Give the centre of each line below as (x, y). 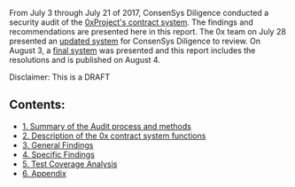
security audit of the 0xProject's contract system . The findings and (132, 22)
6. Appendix (44, 173)
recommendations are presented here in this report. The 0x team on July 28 (147, 31)
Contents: (37, 105)
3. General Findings (58, 144)
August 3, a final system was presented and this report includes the (132, 51)
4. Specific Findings (58, 154)
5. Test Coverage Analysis (70, 164)
